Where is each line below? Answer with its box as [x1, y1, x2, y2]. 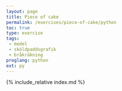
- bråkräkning [8, 52, 43, 58]
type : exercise [6, 30, 43, 36]
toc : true [6, 24, 30, 31]
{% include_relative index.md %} [6, 79, 85, 86]
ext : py [6, 62, 25, 69]
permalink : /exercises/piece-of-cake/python [6, 19, 117, 25]
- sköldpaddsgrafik [8, 47, 57, 52]
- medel [8, 41, 28, 47]
